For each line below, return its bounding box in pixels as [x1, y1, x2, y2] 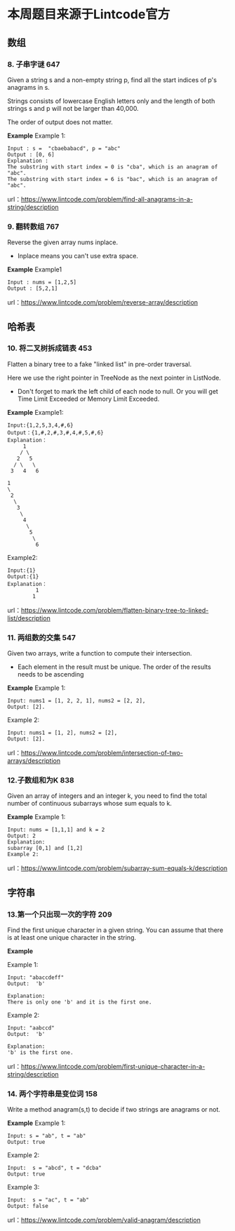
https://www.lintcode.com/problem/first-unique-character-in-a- [20, 1063, 206, 1071]
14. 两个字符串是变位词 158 [7, 1089, 98, 1099]
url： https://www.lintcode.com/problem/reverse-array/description [7, 298, 199, 307]
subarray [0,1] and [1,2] [7, 845, 83, 852]
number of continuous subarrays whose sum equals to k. [7, 799, 172, 808]
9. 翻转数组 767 [7, 222, 60, 232]
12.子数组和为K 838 [7, 776, 75, 785]
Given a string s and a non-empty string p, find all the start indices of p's [7, 75, 217, 84]
